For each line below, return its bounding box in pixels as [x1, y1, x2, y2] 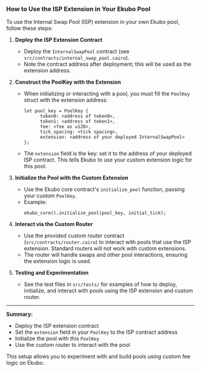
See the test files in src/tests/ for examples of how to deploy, [23, 280, 178, 288]
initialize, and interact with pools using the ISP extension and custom [23, 287, 193, 294]
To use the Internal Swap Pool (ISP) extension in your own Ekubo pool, [6, 19, 180, 26]
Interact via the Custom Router [14, 221, 93, 228]
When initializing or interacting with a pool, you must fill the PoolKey [23, 90, 190, 97]
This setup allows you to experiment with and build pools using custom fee [6, 353, 190, 360]
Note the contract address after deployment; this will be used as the [23, 60, 191, 68]
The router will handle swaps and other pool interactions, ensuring [23, 251, 188, 258]
